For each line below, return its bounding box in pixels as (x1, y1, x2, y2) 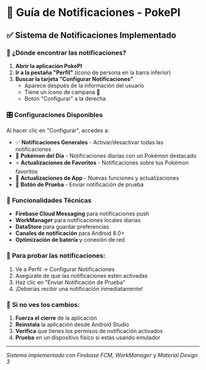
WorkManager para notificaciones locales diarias (15, 217, 141, 224)
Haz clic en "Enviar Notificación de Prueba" (15, 279, 126, 286)
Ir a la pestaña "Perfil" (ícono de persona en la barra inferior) (15, 69, 171, 76)
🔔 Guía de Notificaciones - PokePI (6, 6, 181, 20)
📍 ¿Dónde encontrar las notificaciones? (6, 48, 127, 57)
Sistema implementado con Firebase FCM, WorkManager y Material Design (6, 352, 198, 359)
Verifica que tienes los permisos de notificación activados (15, 328, 163, 335)
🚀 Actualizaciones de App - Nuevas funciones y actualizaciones (15, 174, 180, 182)
